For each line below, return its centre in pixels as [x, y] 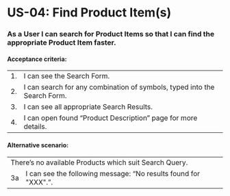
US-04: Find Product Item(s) [89, 13]
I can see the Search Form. [67, 76]
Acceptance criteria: [37, 59]
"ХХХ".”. [39, 182]
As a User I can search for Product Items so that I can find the [111, 34]
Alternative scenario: [38, 145]
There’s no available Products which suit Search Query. [99, 162]
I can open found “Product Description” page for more [111, 118]
